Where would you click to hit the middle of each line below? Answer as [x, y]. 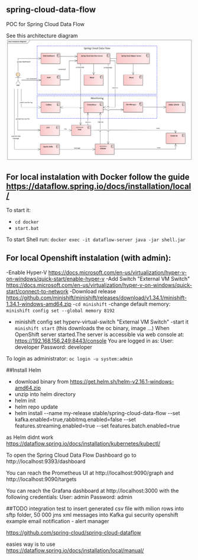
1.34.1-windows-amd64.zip [39, 304]
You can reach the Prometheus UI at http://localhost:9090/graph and [90, 473]
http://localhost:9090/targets [41, 479]
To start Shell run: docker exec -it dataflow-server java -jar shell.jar [96, 239]
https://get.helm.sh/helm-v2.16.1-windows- [122, 381]
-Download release [93, 291]
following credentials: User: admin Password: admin [69, 497]
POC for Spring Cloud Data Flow [45, 24]
